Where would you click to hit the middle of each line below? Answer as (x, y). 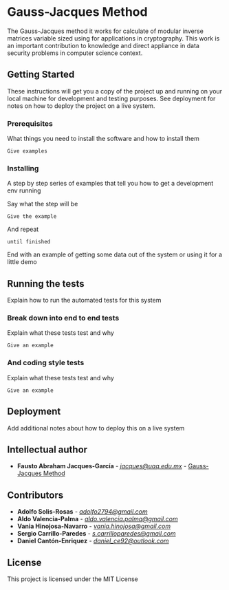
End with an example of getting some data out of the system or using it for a (115, 254)
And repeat (23, 229)
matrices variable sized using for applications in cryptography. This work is (113, 38)
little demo (22, 262)
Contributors (35, 495)
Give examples (28, 151)
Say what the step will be (43, 204)
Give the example (32, 217)
